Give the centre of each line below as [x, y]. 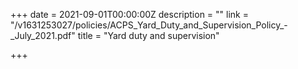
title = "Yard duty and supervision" [148, 35]
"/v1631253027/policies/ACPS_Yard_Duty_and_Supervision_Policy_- [149, 25]
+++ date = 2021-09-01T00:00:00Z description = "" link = [129, 14]
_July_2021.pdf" [43, 35]
